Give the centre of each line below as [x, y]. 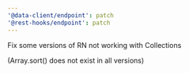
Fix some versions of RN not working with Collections [94, 45]
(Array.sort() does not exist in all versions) [76, 60]
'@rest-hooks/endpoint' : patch [59, 23]
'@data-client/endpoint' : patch [60, 15]
